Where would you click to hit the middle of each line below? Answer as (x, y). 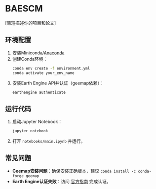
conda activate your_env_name (43, 73)
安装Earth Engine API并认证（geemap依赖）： (58, 83)
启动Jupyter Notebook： (37, 122)
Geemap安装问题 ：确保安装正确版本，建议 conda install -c (74, 171)
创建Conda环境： (30, 59)
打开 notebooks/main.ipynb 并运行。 (49, 141)
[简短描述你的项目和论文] (31, 23)
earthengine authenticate (39, 92)
